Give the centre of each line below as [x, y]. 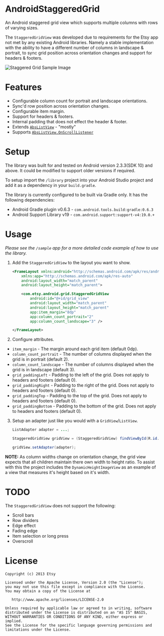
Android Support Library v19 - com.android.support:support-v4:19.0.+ [83, 214]
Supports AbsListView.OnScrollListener [53, 132]
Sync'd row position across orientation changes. [61, 106]
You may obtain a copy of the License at [48, 591]
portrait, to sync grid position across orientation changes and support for [79, 53]
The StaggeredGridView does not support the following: [60, 505]
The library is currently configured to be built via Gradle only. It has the [76, 195]
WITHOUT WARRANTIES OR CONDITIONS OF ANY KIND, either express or [74, 617]
